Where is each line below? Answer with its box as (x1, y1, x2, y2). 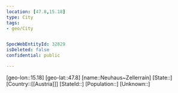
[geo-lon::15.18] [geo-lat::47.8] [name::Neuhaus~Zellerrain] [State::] (6, 74, 173, 81)
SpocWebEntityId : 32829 (6, 41, 66, 48)
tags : (6, 20, 20, 26)
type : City (6, 14, 34, 20)
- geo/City (6, 25, 34, 32)
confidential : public (6, 52, 61, 58)
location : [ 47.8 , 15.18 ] (6, 8, 66, 15)
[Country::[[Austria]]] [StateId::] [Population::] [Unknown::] (6, 80, 150, 87)
